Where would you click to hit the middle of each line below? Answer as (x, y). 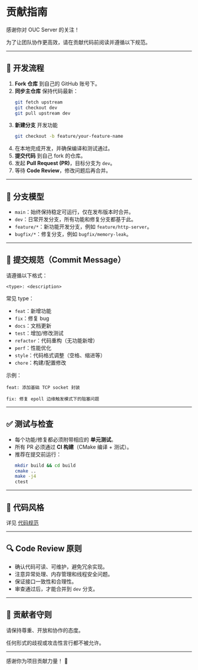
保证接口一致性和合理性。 (46, 581)
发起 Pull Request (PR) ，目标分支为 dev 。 (65, 163)
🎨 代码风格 (25, 507)
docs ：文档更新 (33, 325)
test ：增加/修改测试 (39, 333)
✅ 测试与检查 (30, 424)
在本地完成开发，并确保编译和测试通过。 (64, 148)
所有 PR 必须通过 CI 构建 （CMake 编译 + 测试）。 (73, 446)
